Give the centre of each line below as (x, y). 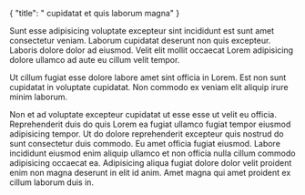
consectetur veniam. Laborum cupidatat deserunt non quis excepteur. (140, 41)
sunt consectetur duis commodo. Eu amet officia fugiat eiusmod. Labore (145, 144)
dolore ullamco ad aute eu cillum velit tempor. (95, 60)
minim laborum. (39, 97)
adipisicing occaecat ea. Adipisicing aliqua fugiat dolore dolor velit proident (151, 163)
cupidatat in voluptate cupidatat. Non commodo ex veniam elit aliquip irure (149, 87)
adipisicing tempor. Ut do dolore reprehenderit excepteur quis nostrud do (147, 134)
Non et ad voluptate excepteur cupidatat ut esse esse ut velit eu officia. (143, 114)
